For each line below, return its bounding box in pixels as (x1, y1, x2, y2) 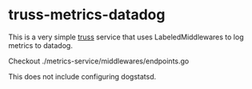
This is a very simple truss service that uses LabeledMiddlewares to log (8, 32, 244, 42)
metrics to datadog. (8, 40, 74, 50)
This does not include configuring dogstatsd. (8, 71, 157, 81)
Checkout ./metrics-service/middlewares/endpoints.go (8, 56, 190, 66)
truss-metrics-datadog (8, 6, 166, 24)
